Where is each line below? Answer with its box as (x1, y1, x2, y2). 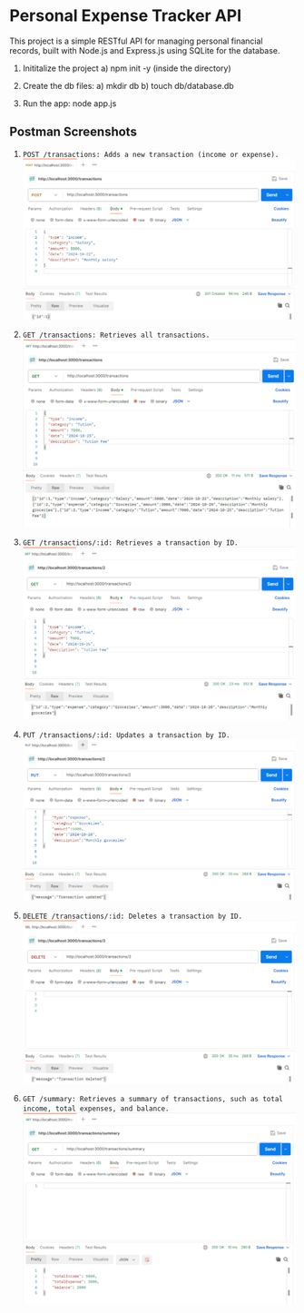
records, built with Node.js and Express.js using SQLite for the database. (9, 44, 280, 55)
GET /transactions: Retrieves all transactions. (22, 331, 211, 341)
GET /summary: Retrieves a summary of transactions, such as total (22, 1094, 283, 1103)
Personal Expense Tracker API (9, 5, 242, 26)
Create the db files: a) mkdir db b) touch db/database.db (22, 80, 234, 91)
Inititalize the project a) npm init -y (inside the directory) (22, 63, 231, 74)
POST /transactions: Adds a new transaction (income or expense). (22, 150, 279, 159)
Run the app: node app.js (22, 97, 117, 109)
